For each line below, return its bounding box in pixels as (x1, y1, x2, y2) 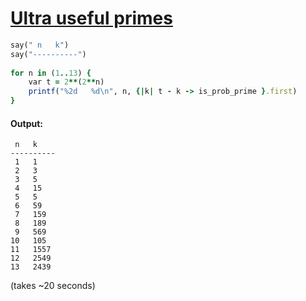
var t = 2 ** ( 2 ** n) (28, 77, 105, 87)
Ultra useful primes (10, 7, 173, 30)
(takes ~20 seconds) (10, 280, 96, 292)
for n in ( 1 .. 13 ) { (10, 68, 92, 78)
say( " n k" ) (10, 40, 70, 50)
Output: (10, 117, 43, 129)
